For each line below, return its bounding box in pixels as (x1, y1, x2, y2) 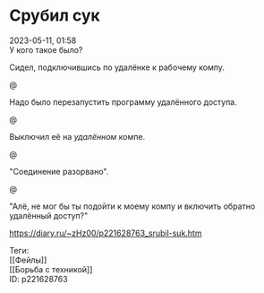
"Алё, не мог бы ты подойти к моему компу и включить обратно (9, 201, 256, 211)
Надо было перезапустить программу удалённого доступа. (9, 96, 237, 108)
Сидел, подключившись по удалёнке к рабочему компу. (9, 62, 226, 73)
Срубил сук (9, 5, 100, 26)
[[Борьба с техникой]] (9, 263, 93, 274)
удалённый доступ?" (9, 210, 89, 220)
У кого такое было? (9, 44, 83, 55)
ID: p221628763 (9, 273, 69, 284)
